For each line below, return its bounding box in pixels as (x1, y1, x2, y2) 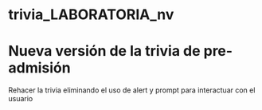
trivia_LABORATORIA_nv (8, 6, 174, 24)
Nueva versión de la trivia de (8, 42, 201, 61)
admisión (8, 59, 71, 77)
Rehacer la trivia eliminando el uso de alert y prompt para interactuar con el (8, 85, 256, 95)
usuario (8, 94, 33, 104)
